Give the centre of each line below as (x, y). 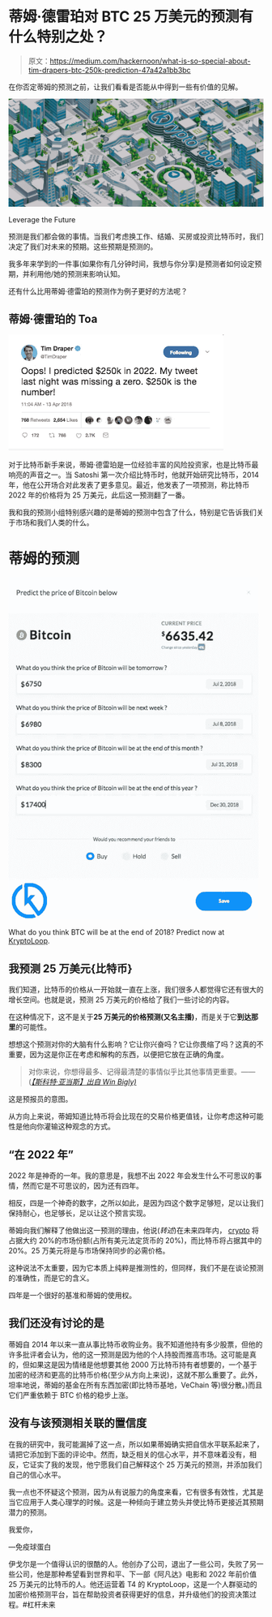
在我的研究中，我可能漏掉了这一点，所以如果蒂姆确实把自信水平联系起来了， (136, 1444)
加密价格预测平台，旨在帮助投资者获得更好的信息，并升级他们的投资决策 (129, 1594)
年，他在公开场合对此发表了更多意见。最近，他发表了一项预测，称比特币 (129, 485)
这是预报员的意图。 (40, 1099)
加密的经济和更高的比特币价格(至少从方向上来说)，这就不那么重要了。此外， (135, 1374)
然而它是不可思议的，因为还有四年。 (83, 1185)
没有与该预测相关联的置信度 (78, 1423)
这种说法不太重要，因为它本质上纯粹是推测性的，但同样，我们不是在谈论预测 (136, 1267)
